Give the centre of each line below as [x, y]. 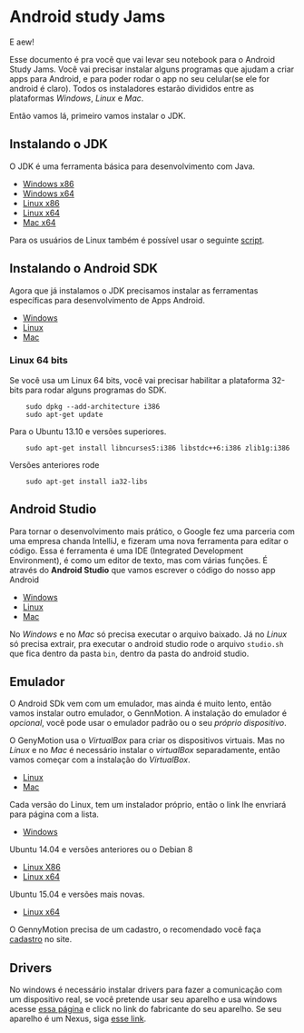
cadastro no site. [41, 939]
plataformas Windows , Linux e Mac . [77, 98]
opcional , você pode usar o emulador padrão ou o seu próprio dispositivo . [148, 723]
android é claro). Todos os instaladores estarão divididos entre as [132, 88]
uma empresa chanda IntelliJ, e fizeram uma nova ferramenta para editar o [149, 541]
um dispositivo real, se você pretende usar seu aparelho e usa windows [143, 999]
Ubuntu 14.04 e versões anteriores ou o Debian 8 [101, 849]
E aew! [22, 42]
